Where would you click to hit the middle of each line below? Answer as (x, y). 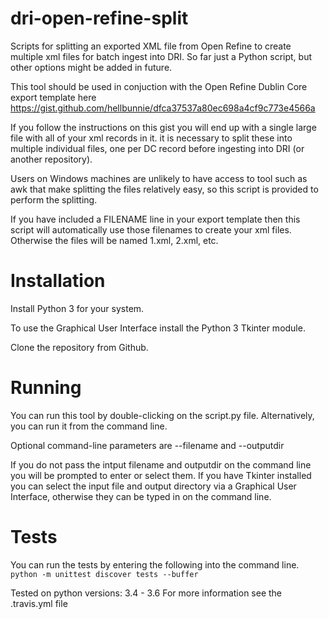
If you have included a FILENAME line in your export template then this (155, 219)
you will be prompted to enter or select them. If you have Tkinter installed (161, 475)
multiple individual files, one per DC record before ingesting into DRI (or (157, 148)
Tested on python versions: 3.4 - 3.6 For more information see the (146, 593)
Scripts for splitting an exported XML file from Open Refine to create (151, 46)
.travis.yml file (39, 603)
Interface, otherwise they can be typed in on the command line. (141, 496)
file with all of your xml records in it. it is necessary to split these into (151, 138)
